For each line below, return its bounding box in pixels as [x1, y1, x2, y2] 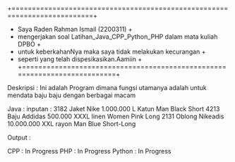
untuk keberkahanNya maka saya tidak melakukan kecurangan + [17, 47, 206, 56]
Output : [7, 133, 31, 142]
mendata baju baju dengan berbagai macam [7, 91, 136, 99]
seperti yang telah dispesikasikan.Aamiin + [17, 55, 143, 63]
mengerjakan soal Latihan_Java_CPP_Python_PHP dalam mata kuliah [17, 32, 218, 41]
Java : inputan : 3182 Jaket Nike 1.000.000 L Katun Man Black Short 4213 [7, 105, 220, 113]
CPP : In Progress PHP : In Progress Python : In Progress [7, 147, 171, 155]
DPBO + [17, 40, 41, 48]
